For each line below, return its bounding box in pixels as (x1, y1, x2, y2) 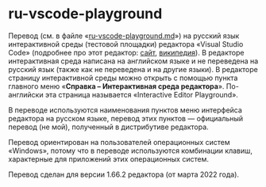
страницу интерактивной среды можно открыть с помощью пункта (8, 73, 238, 82)
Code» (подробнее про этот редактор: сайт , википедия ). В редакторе (8, 48, 245, 57)
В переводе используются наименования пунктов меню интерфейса (8, 105, 242, 115)
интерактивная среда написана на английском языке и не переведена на (8, 56, 259, 66)
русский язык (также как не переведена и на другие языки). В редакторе (8, 64, 258, 74)
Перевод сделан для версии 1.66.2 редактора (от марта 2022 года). (8, 170, 240, 179)
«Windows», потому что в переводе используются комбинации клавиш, (8, 146, 253, 155)
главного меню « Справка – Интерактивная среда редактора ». (8, 81, 225, 91)
